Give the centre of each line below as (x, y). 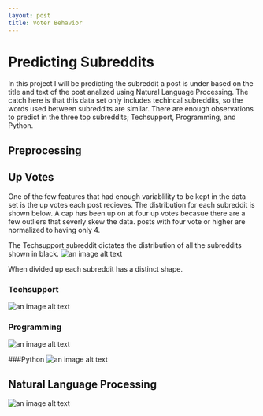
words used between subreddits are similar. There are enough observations (131, 109)
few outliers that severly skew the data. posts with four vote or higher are (127, 221)
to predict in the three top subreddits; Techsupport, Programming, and (122, 117)
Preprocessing (45, 150)
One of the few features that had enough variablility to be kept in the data (127, 196)
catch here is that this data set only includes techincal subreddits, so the (126, 100)
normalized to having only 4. (54, 230)
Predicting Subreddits (81, 62)
